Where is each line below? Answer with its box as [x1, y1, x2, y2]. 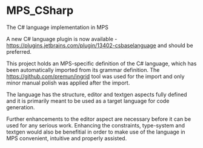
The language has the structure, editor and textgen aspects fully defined [6, 91, 187, 98]
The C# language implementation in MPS [6, 24, 109, 31]
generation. [6, 103, 35, 111]
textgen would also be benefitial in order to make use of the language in [6, 128, 186, 135]
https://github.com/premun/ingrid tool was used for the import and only [6, 72, 185, 80]
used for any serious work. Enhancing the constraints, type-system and [6, 121, 185, 129]
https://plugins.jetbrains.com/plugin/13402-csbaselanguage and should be [6, 42, 193, 49]
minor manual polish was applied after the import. [6, 79, 130, 86]
